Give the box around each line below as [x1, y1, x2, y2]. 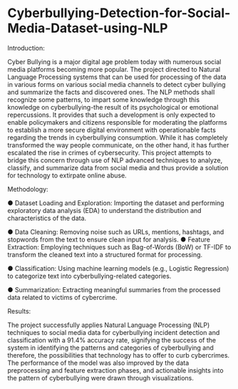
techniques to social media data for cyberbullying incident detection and [7, 328, 220, 336]
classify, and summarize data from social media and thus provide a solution [7, 163, 229, 172]
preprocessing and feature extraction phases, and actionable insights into [7, 365, 224, 375]
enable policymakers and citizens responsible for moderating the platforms [7, 118, 227, 126]
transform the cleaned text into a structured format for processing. [7, 250, 203, 259]
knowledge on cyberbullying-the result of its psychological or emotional [7, 103, 219, 111]
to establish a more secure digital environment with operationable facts [7, 125, 216, 134]
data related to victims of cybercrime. [7, 293, 118, 301]
